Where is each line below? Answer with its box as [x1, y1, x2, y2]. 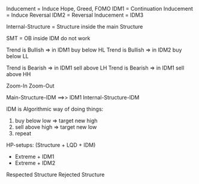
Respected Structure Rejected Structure [6, 171, 105, 178]
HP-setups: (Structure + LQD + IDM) [6, 141, 96, 149]
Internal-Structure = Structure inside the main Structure [6, 23, 143, 30]
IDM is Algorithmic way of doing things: [6, 105, 104, 113]
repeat [14, 130, 32, 137]
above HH [6, 71, 31, 77]
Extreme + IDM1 [14, 153, 55, 160]
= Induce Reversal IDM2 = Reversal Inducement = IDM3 [6, 11, 144, 19]
